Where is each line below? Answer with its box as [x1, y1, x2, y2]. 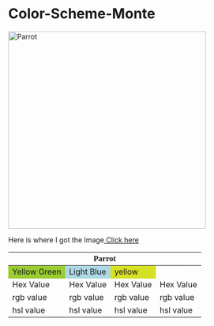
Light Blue [69, 266, 107, 277]
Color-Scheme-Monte [8, 5, 156, 23]
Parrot [93, 253, 116, 263]
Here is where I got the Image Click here [8, 234, 140, 245]
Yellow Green [12, 266, 62, 277]
